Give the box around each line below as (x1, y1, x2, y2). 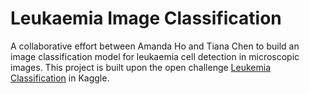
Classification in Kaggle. (10, 72, 110, 84)
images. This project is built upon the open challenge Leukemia (10, 61, 271, 73)
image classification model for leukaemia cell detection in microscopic (10, 50, 300, 62)
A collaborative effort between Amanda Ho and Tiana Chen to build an (10, 40, 300, 52)
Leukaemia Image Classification (10, 7, 282, 30)
